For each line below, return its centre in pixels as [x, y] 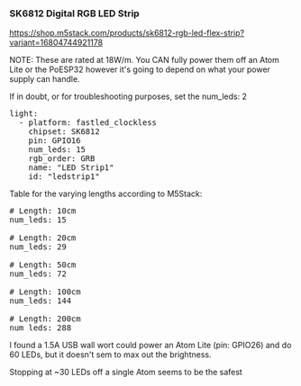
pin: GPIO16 [55, 141]
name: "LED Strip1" [71, 168]
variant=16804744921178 [56, 42]
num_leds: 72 [38, 274]
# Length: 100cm [45, 292]
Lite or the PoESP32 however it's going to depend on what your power [140, 69]
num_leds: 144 [41, 301]
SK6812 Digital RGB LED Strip [74, 13]
